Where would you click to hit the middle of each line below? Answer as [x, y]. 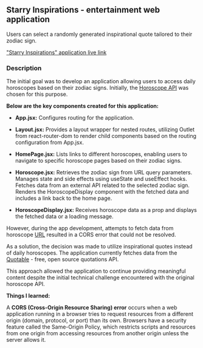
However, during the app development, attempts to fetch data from [90, 228]
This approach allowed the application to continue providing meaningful [96, 271]
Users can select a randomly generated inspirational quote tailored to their [99, 34]
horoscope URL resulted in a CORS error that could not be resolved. [91, 235]
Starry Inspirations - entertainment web [83, 10]
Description [24, 68]
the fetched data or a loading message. [64, 217]
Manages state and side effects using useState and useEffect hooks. [101, 179]
